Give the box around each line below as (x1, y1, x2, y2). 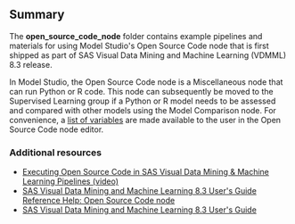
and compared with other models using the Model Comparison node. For (9, 104, 276, 115)
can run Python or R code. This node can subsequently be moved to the (9, 86, 274, 96)
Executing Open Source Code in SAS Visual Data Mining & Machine (21, 167, 270, 178)
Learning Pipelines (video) (21, 176, 119, 187)
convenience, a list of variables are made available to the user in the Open (9, 114, 282, 125)
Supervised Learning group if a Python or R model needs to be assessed (9, 95, 276, 106)
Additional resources (9, 146, 102, 159)
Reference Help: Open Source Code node (21, 195, 176, 206)
